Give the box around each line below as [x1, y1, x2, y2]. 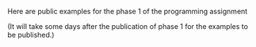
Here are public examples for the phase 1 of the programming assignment [7, 7, 248, 16]
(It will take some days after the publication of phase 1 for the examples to [7, 22, 249, 31]
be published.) [7, 31, 55, 39]
